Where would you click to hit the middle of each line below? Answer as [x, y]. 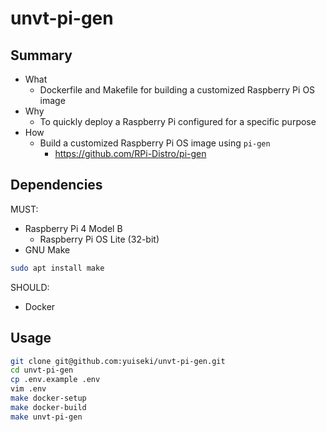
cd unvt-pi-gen [42, 370]
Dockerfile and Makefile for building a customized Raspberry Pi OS [177, 90]
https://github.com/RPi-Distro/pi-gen [130, 153]
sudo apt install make [57, 268]
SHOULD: [30, 287]
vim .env [28, 389]
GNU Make [47, 249]
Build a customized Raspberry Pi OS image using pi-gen [155, 143]
